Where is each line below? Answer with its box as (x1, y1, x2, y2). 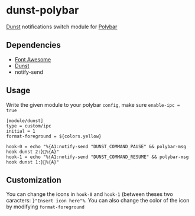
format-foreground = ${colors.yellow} (6, 133, 102, 139)
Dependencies (6, 40, 61, 50)
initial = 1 (6, 128, 35, 134)
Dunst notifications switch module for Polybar (6, 23, 118, 30)
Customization (6, 175, 62, 185)
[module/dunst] (6, 117, 44, 124)
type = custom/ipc (6, 123, 51, 129)
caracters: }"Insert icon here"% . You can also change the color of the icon (6, 197, 190, 204)
